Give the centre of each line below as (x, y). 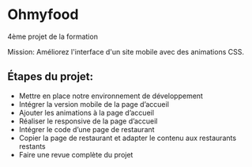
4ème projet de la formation (53, 36)
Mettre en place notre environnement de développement (111, 96)
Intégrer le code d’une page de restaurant (87, 129)
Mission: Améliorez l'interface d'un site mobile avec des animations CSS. (126, 51)
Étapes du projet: (51, 77)
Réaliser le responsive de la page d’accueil (88, 121)
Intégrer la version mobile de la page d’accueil (94, 104)
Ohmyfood (43, 15)
